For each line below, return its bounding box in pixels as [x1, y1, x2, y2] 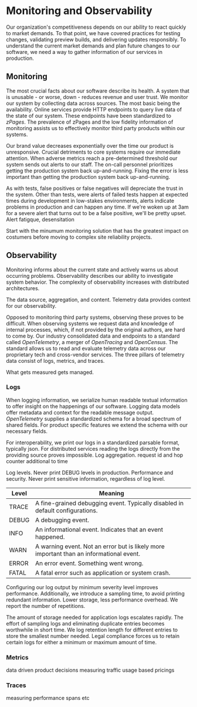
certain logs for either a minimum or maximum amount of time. [6, 638, 157, 645]
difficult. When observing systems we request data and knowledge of [6, 319, 174, 327]
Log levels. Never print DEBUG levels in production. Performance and [6, 469, 174, 476]
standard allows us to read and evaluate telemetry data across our [6, 345, 166, 352]
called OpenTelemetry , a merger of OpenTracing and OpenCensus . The [6, 338, 178, 345]
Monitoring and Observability [6, 4, 152, 18]
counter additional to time [6, 457, 69, 464]
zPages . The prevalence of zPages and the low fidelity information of [6, 118, 174, 125]
